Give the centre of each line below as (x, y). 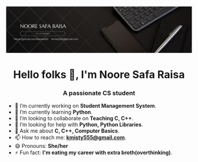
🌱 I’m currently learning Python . (53, 112)
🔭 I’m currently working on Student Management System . (85, 106)
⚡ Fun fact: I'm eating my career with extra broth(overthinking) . (93, 153)
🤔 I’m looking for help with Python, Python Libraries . (79, 125)
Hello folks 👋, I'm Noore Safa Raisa (99, 75)
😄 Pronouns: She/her (41, 146)
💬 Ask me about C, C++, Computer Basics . (67, 131)
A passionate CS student (99, 93)
